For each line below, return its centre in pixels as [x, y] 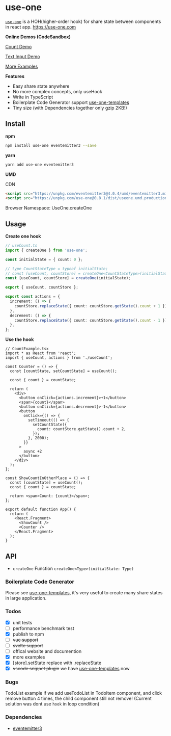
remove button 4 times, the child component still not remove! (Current [78, 699]
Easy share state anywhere [41, 86]
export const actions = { [33, 297]
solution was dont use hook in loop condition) [52, 704]
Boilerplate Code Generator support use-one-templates [71, 102]
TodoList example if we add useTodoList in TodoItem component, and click [83, 693]
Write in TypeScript [33, 97]
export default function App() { [41, 509]
